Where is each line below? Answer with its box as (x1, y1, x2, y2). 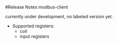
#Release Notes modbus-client (5, 4, 68, 10)
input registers (19, 34, 49, 39)
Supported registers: (12, 23, 55, 29)
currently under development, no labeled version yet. (5, 14, 113, 19)
